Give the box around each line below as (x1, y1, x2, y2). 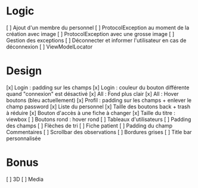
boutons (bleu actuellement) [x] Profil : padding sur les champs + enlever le (6, 96, 192, 104)
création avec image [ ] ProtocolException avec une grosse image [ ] (6, 30, 175, 37)
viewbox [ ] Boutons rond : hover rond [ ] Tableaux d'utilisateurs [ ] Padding (6, 116, 191, 123)
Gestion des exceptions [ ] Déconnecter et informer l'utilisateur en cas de (6, 37, 187, 44)
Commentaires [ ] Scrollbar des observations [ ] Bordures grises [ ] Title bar (6, 128, 192, 135)
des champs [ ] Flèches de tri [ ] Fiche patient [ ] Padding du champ (6, 122, 173, 129)
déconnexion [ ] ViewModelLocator (6, 43, 93, 50)
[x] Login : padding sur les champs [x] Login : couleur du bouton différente (6, 84, 190, 91)
